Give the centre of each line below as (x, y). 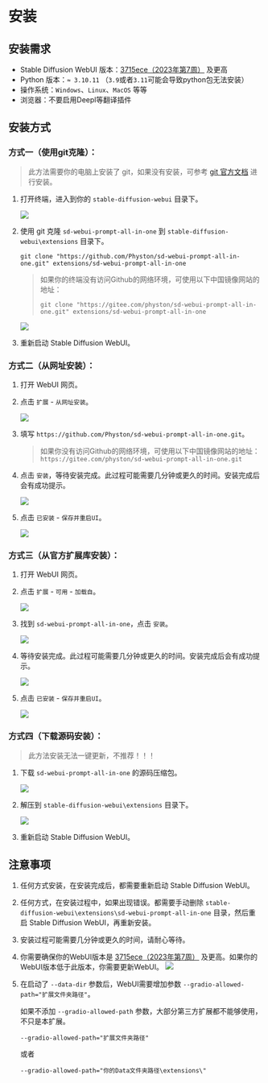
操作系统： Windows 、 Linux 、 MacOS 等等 (83, 90)
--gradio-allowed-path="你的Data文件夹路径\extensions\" (113, 1071)
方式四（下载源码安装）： (56, 736)
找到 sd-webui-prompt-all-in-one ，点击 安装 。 (96, 624)
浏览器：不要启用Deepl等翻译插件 (76, 100)
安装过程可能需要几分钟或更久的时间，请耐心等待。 (105, 940)
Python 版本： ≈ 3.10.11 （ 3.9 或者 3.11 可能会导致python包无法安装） (134, 80)
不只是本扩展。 (45, 1021)
